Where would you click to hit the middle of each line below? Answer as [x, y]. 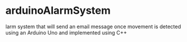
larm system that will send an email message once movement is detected [93, 26]
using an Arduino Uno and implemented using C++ [66, 32]
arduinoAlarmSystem [58, 11]
